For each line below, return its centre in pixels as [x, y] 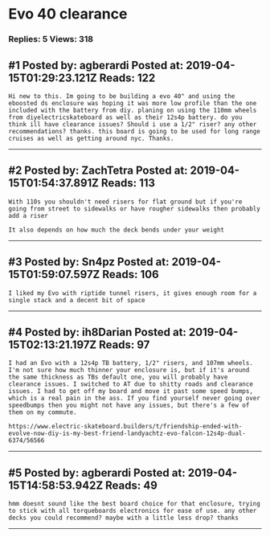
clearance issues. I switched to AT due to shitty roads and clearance [131, 384]
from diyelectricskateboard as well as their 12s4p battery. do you [125, 117]
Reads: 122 [127, 78]
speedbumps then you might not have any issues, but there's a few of [129, 406]
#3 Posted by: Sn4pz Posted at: [89, 262]
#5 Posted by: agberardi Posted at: [97, 472]
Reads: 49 [132, 485]
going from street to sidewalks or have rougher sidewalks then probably [135, 209]
